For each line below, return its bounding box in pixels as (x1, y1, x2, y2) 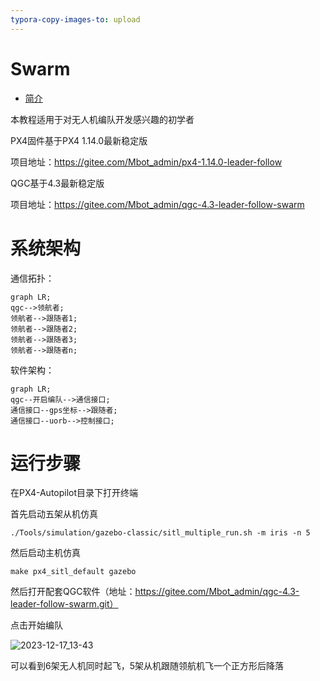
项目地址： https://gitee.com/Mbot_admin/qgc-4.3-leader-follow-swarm (10, 198, 305, 210)
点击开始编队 (10, 619, 63, 631)
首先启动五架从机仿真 (10, 508, 98, 520)
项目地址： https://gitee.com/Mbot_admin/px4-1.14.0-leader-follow (10, 156, 283, 168)
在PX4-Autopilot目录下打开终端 (10, 487, 139, 499)
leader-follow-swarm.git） (10, 598, 119, 610)
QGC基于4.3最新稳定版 (10, 177, 105, 189)
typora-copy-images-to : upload (10, 14, 141, 25)
